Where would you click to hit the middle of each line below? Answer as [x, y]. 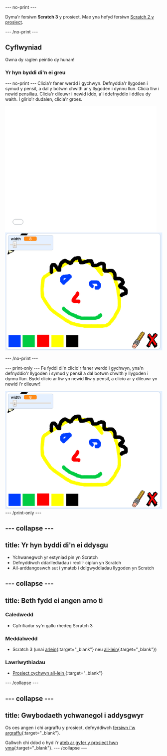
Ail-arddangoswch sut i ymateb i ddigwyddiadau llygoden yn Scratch [83, 568]
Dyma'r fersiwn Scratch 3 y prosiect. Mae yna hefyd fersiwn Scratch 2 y [80, 17]
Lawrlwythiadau [25, 662]
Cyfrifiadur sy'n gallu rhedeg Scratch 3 [53, 625]
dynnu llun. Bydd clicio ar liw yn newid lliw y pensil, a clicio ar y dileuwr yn [82, 379]
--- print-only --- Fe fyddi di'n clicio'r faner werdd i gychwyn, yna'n [74, 368]
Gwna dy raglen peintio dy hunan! [40, 59]
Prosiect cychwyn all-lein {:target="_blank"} [58, 673]
